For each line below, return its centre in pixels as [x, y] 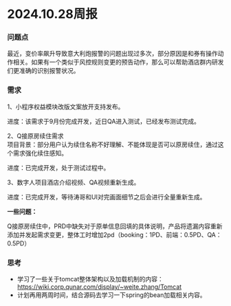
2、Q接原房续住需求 [35, 135]
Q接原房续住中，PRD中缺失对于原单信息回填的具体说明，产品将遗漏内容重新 [115, 226]
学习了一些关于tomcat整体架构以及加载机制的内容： [90, 279]
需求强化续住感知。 [40, 153]
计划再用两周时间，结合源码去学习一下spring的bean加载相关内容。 [111, 295]
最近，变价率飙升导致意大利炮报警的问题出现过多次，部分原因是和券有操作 [112, 54]
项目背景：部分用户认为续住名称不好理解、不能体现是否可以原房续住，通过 [112, 144]
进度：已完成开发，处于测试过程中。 [58, 167]
